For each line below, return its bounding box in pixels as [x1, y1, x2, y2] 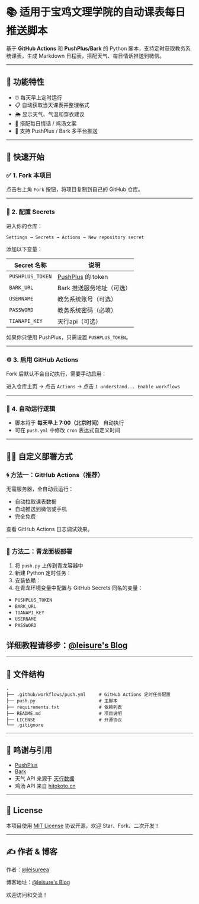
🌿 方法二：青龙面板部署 [6, 547, 73, 555]
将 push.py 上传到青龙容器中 [14, 562, 84, 569]
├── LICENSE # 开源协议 [6, 717, 123, 723]
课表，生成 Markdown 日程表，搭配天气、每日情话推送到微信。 [11, 52, 165, 59]
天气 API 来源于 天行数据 [14, 774, 75, 782]
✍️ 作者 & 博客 [6, 846, 58, 856]
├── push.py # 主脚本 [6, 698, 118, 704]
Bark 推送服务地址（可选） [57, 284, 131, 292]
